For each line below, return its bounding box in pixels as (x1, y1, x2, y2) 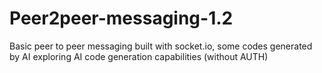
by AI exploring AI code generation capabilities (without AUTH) (9, 50, 269, 62)
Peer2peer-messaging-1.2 (9, 7, 234, 30)
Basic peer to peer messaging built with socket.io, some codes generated (9, 40, 313, 52)
